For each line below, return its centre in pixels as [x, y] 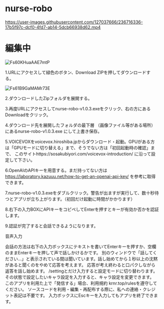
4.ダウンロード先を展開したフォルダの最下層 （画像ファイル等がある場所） [80, 125]
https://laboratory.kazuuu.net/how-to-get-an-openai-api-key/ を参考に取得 [81, 176]
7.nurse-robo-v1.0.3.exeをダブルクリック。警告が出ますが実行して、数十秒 [80, 193]
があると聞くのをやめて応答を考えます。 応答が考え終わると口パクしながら [80, 265]
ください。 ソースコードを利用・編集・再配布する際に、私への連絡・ [74, 289]
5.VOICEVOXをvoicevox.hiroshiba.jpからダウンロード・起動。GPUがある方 [80, 142]
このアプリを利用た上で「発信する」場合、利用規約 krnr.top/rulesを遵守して [81, 283]
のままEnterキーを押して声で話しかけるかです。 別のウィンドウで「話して [79, 252]
